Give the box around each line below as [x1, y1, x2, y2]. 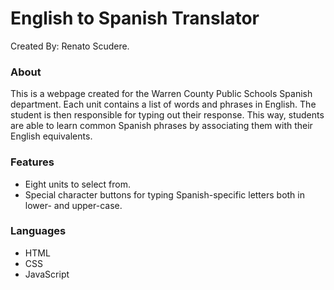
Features [10, 155, 55, 169]
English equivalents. [10, 130, 93, 142]
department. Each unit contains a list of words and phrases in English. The [10, 98, 317, 111]
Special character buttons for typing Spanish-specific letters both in [24, 188, 305, 201]
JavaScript [24, 268, 70, 280]
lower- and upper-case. [24, 199, 123, 211]
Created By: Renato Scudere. [10, 40, 130, 52]
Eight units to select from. [24, 178, 132, 190]
